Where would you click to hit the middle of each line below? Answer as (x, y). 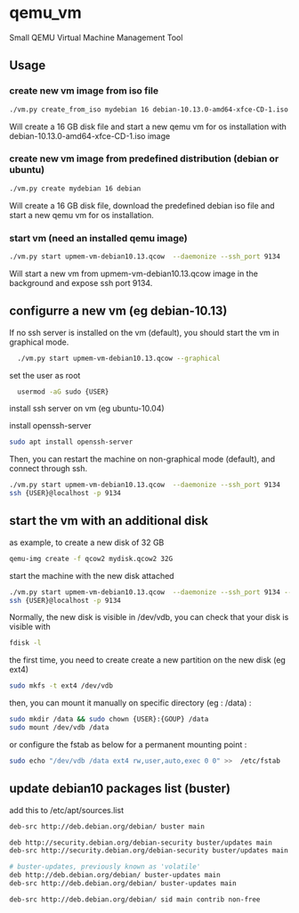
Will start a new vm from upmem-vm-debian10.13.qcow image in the (133, 273)
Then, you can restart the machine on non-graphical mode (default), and (142, 459)
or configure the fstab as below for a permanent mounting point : (128, 744)
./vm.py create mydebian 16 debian (75, 188)
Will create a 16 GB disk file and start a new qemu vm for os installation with (148, 126)
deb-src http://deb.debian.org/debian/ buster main (107, 827)
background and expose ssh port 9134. (81, 282)
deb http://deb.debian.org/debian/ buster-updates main (115, 876)
